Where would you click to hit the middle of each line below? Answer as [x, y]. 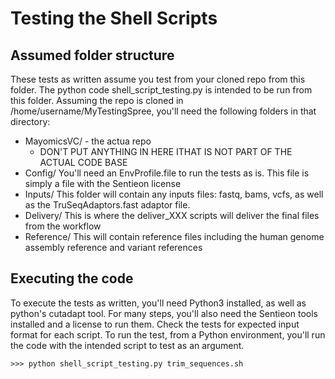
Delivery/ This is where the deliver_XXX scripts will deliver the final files [172, 215]
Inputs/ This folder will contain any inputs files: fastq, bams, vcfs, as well [174, 194]
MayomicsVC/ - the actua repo [88, 141]
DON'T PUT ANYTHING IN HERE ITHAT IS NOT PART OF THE [166, 151]
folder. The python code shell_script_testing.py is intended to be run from [161, 90]
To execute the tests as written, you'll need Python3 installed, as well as [158, 303]
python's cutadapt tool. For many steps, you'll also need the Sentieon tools [164, 313]
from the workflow [63, 226]
